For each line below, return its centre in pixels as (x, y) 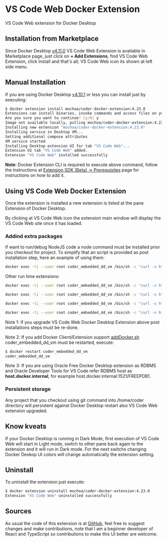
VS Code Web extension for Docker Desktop (51, 23)
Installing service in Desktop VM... (44, 132)
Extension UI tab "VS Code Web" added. (46, 151)
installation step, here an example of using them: (55, 258)
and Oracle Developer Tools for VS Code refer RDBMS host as (69, 371)
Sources (18, 511)
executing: (16, 100)
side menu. (17, 66)
